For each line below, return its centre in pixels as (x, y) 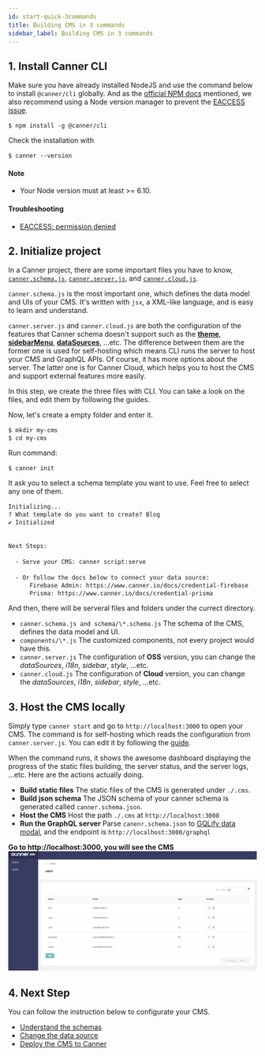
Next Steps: (28, 547)
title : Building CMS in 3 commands (67, 25)
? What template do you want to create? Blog (84, 515)
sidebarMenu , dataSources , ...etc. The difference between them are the (126, 342)
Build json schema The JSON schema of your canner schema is (124, 799)
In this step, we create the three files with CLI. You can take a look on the (127, 391)
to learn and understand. (48, 311)
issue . (18, 110)
